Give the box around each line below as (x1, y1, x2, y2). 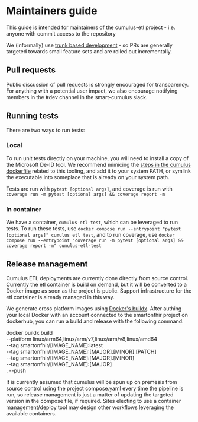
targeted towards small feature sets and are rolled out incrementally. (6, 47, 173, 55)
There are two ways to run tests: (6, 126, 85, 134)
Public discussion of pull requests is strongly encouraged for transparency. (6, 81, 189, 88)
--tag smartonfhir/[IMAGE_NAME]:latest (6, 341, 103, 348)
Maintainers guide (6, 4, 98, 18)
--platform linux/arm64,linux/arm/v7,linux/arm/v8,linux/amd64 (6, 335, 158, 342)
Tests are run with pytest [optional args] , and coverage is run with (6, 185, 173, 192)
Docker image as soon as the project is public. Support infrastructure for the (6, 287, 192, 294)
